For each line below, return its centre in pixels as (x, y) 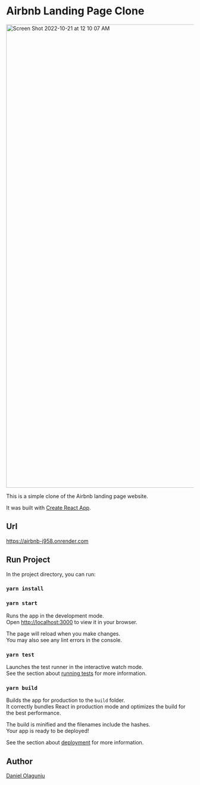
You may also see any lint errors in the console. (64, 640)
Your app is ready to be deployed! (48, 731)
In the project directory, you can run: (51, 574)
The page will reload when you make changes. (63, 633)
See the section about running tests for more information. (76, 673)
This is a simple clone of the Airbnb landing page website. (77, 496)
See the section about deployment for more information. (75, 743)
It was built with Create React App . (49, 508)
